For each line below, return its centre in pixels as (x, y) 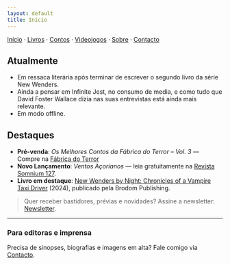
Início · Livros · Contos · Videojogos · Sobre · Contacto (83, 39)
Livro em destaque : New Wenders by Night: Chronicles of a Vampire (114, 181)
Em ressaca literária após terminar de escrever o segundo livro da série (118, 77)
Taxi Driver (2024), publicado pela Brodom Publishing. (93, 188)
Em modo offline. (41, 114)
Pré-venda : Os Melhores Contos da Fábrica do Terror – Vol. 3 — (108, 152)
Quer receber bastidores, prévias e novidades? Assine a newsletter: (119, 201)
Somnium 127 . (37, 174)
